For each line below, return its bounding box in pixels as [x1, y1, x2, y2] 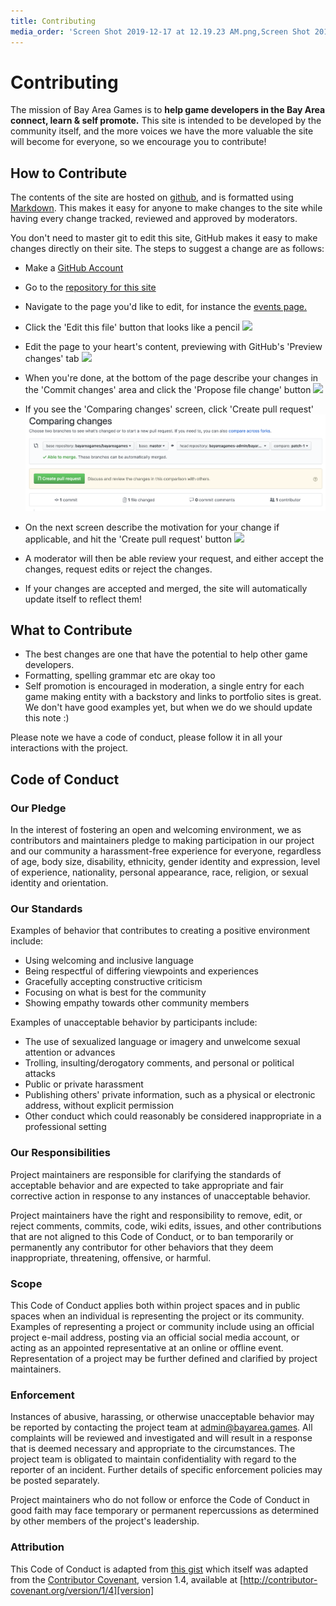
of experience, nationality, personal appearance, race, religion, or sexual [10, 866, 309, 879]
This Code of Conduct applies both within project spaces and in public [10, 1300, 301, 1312]
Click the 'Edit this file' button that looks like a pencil [24, 321, 240, 334]
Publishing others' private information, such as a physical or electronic [24, 1089, 316, 1101]
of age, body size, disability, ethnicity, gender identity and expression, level [10, 856, 321, 868]
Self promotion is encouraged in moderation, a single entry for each [24, 680, 305, 692]
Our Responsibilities [10, 1146, 111, 1160]
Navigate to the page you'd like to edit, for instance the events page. [24, 301, 308, 313]
